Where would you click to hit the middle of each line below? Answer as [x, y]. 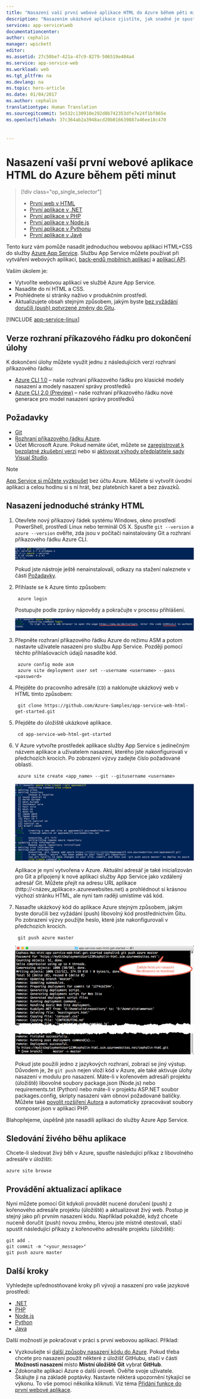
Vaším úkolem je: [27, 271]
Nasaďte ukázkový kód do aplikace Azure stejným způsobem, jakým [99, 907]
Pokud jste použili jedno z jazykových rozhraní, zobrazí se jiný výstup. [100, 1064]
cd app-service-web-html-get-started [64, 735]
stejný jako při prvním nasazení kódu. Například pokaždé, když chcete [92, 1216]
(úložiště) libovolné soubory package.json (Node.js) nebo [85, 1083]
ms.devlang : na [25, 82]
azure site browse [29, 1171]
